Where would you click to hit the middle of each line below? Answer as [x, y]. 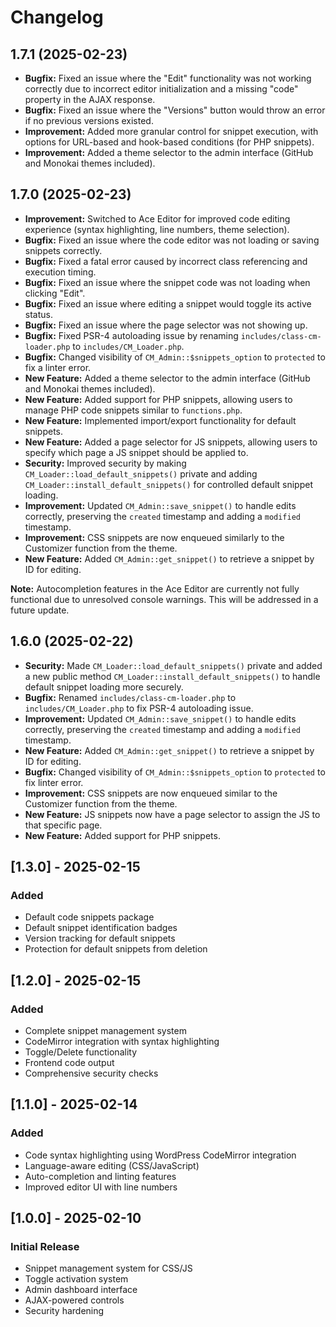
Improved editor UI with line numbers [101, 1187]
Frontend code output [69, 1062]
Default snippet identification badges [101, 928]
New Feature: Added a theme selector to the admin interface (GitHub [167, 378]
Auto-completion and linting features [100, 1176]
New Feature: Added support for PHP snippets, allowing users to [158, 399]
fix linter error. [54, 782]
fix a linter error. [58, 367]
